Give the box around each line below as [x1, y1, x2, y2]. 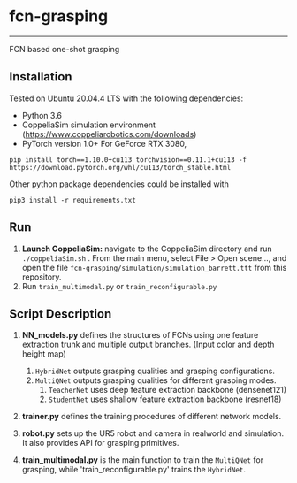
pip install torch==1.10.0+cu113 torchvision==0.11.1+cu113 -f [9, 155, 247, 165]
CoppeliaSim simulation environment [21, 119, 156, 130]
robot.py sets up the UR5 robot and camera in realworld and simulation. [21, 428, 285, 439]
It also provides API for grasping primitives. [21, 438, 179, 448]
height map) [21, 349, 66, 359]
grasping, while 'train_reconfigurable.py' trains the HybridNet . [21, 464, 246, 475]
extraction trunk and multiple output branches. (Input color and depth [21, 339, 275, 350]
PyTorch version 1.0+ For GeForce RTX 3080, [21, 138, 187, 149]
